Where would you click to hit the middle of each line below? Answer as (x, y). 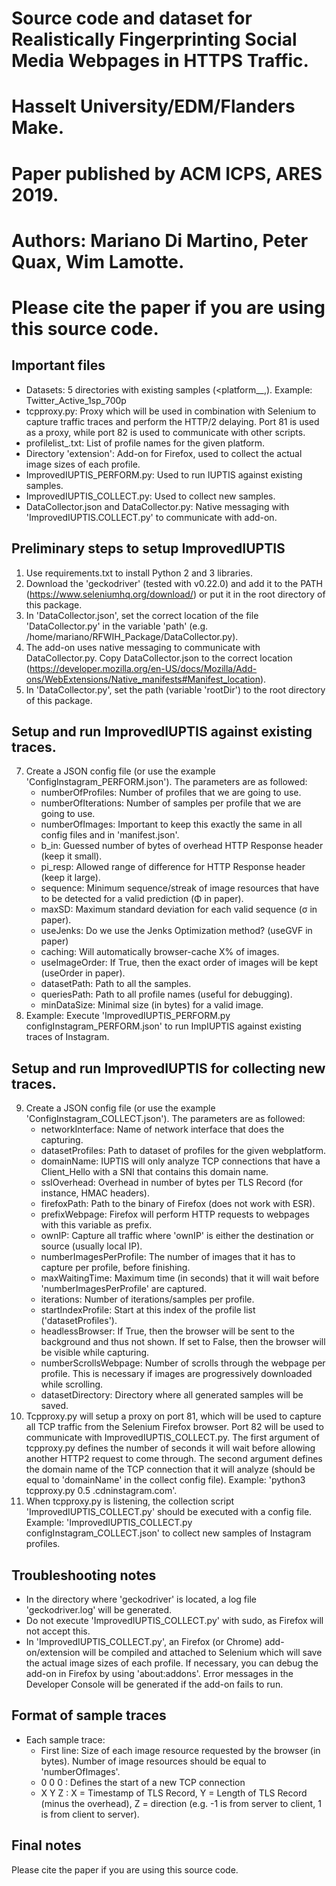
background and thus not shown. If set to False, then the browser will (183, 1342)
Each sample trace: (65, 1739)
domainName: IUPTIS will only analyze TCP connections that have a (180, 1161)
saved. (54, 1406)
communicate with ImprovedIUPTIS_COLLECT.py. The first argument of (172, 1438)
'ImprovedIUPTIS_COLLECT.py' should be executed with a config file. (169, 1512)
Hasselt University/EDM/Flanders (153, 106)
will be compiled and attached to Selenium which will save (202, 1652)
